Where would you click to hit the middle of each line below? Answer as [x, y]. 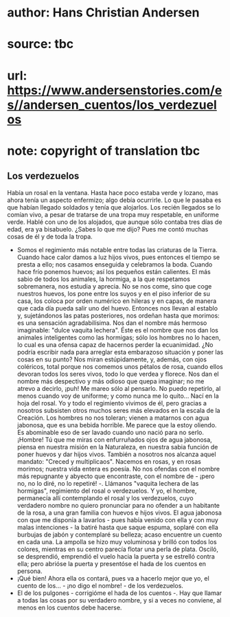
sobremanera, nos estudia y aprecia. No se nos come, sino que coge [114, 286]
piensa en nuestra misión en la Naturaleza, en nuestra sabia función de [117, 447]
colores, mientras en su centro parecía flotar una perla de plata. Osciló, [117, 549]
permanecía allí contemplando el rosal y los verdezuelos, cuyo [105, 498]
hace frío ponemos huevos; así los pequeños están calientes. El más [114, 271]
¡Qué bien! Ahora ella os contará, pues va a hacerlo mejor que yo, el [113, 578]
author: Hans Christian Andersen [103, 13]
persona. [30, 571]
